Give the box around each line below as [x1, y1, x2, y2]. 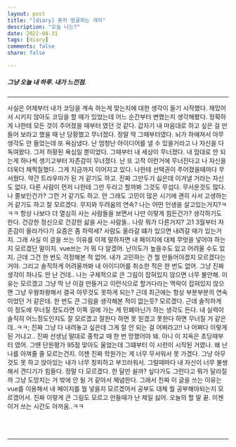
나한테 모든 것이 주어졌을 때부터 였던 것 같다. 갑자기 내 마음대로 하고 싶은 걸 [14, 121, 221, 130]
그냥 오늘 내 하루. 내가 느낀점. [7, 78, 87, 86]
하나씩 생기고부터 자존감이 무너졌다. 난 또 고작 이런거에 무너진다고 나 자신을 [20, 156, 227, 165]
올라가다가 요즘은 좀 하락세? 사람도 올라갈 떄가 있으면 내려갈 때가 [25, 226, 204, 235]
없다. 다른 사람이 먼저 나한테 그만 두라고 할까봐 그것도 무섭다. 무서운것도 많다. [14, 182, 226, 191]
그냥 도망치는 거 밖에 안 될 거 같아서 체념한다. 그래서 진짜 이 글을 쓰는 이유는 [14, 375, 223, 384]
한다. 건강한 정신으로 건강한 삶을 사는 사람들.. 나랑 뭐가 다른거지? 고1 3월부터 [7, 218, 217, 226]
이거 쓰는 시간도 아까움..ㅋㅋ [7, 401, 84, 411]
